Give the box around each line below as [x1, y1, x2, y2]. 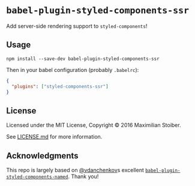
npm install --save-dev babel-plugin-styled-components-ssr [6, 56, 160, 62]
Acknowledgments [6, 151, 79, 161]
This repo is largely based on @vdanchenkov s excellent [6, 167, 144, 173]
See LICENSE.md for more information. [6, 133, 103, 140]
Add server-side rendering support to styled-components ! [6, 22, 148, 29]
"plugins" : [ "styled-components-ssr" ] [11, 83, 109, 89]
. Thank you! [68, 173, 99, 180]
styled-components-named [6, 174, 68, 180]
